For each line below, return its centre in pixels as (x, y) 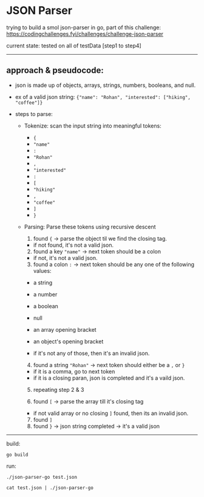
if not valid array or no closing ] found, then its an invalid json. (111, 413)
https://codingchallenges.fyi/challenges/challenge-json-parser (85, 33)
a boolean (46, 306)
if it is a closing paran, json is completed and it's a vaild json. (109, 378)
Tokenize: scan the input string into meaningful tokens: (93, 126)
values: (42, 270)
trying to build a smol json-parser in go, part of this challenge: (84, 27)
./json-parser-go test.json (42, 477)
